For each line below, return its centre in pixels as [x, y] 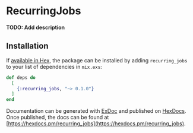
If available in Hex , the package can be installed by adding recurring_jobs [97, 60]
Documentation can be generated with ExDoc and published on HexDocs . [96, 111]
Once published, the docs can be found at [58, 118]
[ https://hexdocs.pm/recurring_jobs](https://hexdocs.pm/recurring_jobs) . [96, 123]
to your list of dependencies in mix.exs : [54, 66]
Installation [27, 46]
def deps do [21, 77]
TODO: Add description [36, 27]
